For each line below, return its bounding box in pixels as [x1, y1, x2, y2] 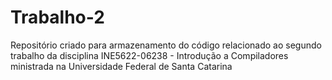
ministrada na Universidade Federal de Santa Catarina [10, 60, 233, 72]
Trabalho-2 [10, 6, 105, 29]
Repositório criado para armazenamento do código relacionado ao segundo [10, 39, 322, 51]
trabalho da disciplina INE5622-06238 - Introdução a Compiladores [10, 49, 289, 61]
